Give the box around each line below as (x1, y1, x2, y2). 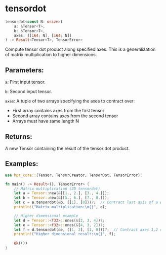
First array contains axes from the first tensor (12, 108, 105, 114)
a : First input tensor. (5, 79, 46, 85)
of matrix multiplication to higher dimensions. (5, 52, 97, 58)
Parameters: (5, 66, 44, 74)
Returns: (5, 132, 33, 141)
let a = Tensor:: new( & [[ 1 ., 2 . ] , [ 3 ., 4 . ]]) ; (14, 191, 110, 196)
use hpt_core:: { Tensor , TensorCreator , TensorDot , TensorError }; (5, 173, 142, 178)
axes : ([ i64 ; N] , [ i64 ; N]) (14, 33, 72, 38)
